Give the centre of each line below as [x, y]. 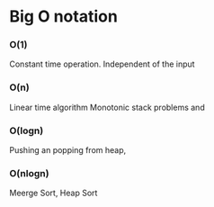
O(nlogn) [29, 173]
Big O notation [64, 17]
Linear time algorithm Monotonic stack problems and [107, 107]
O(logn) [27, 130]
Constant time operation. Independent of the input [102, 64]
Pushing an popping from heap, [68, 150]
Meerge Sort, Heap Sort [53, 193]
